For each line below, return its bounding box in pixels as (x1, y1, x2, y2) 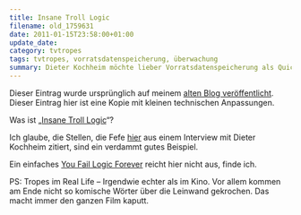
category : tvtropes (9, 47, 82, 56)
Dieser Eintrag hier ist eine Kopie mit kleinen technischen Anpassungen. (9, 97, 275, 107)
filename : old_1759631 (9, 21, 94, 30)
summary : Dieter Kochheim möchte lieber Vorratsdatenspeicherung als (9, 64, 275, 73)
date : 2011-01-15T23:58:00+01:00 (9, 30, 134, 39)
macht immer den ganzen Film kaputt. (9, 194, 150, 206)
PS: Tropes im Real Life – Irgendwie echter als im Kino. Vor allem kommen (9, 176, 281, 186)
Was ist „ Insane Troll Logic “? (9, 114, 115, 125)
